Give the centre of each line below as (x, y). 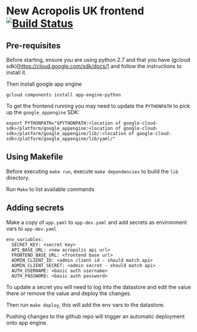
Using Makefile (35, 157)
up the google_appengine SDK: (43, 112)
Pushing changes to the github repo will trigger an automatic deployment (96, 316)
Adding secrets (35, 208)
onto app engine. (27, 322)
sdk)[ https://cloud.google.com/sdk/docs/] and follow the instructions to (94, 66)
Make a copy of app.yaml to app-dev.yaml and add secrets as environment (97, 222)
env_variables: (25, 239)
